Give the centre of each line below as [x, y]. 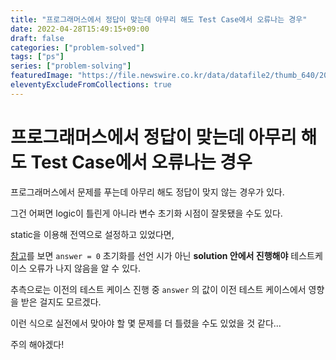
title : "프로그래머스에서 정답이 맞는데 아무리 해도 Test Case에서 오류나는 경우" [159, 19]
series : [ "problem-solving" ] [71, 66]
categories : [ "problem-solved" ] [77, 47]
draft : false [37, 38]
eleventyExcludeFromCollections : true [91, 85]
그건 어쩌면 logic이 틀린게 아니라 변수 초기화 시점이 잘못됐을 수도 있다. [146, 213]
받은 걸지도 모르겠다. [61, 302]
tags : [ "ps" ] [37, 57]
